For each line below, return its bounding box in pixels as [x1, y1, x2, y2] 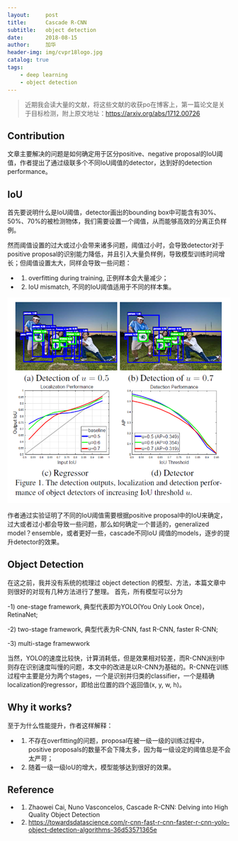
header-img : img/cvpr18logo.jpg [7, 49, 103, 56]
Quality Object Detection [28, 810, 101, 819]
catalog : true [7, 57, 50, 64]
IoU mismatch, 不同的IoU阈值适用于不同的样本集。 [28, 282, 176, 291]
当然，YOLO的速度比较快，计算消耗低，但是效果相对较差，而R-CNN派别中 [7, 654, 225, 662]
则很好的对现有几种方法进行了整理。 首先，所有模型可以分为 [7, 587, 183, 595]
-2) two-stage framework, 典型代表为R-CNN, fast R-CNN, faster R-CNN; [7, 625, 218, 633]
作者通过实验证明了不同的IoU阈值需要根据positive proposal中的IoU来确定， [7, 511, 227, 520]
